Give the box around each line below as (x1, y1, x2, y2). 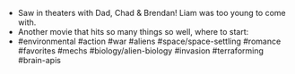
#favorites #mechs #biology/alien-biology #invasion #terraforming (17, 45, 265, 56)
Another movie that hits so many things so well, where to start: (17, 27, 249, 37)
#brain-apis (17, 55, 61, 65)
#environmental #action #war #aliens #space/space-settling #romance (17, 36, 282, 46)
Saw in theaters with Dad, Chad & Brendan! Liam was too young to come (17, 8, 286, 18)
